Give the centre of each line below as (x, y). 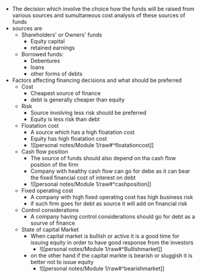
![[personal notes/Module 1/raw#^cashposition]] (91, 184)
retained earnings (53, 48)
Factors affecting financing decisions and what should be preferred (97, 80)
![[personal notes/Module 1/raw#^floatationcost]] (92, 145)
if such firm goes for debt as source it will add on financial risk (109, 203)
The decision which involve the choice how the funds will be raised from (103, 9)
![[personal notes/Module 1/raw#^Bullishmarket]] (101, 249)
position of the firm (54, 165)
